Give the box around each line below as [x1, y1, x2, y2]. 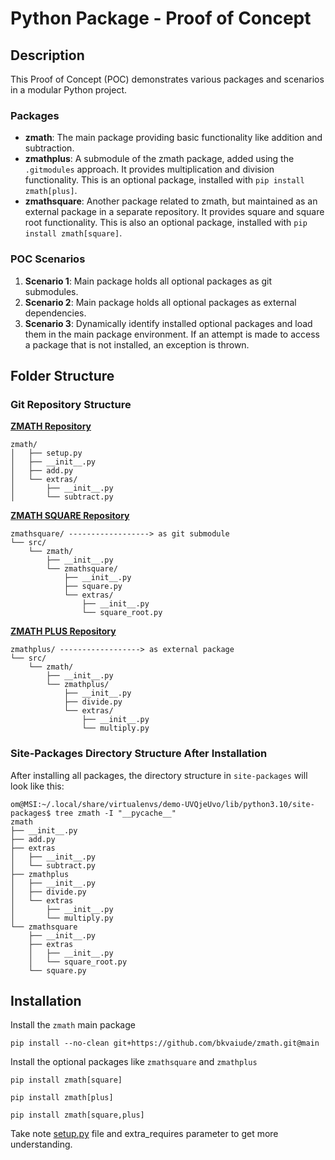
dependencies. [24, 307, 87, 319]
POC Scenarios [10, 252, 86, 266]
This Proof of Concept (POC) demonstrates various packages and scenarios [10, 73, 325, 85]
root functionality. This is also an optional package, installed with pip [24, 217, 308, 229]
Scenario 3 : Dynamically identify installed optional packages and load [24, 317, 313, 329]
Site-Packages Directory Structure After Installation [10, 747, 268, 761]
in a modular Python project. [10, 84, 128, 96]
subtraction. [24, 142, 75, 154]
